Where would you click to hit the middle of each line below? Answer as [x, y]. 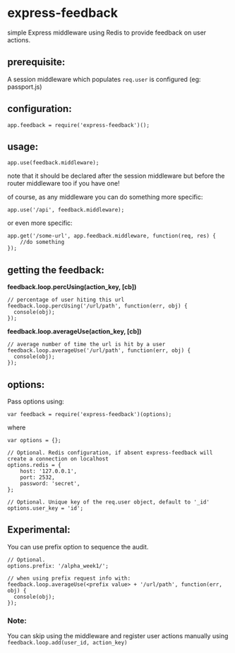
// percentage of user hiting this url [66, 300]
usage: [23, 146]
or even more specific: [40, 223]
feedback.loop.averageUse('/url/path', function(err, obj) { [99, 350]
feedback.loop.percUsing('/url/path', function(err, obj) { [98, 306]
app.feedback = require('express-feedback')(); [79, 125]
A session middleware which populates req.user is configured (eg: [104, 79]
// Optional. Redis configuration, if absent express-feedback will [110, 453]
